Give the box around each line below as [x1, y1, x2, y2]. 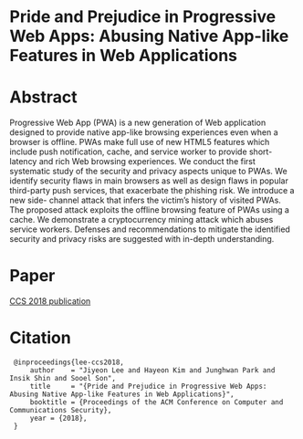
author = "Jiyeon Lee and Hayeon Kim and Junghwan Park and [29, 366, 276, 375]
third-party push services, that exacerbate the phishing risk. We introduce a [9, 185, 295, 196]
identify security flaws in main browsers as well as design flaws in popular [9, 175, 289, 186]
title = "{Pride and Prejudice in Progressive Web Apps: [29, 382, 267, 391]
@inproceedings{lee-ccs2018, [13, 358, 125, 367]
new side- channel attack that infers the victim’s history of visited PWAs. [9, 194, 281, 206]
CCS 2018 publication [9, 296, 91, 307]
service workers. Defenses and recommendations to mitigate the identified [9, 224, 290, 235]
